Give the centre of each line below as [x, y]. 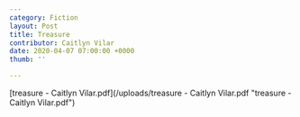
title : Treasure [40, 34]
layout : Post [34, 26]
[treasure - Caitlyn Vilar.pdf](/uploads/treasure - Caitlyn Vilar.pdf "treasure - [150, 93]
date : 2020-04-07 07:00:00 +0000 [72, 51]
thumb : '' [28, 59]
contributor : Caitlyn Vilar [62, 43]
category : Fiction [44, 18]
